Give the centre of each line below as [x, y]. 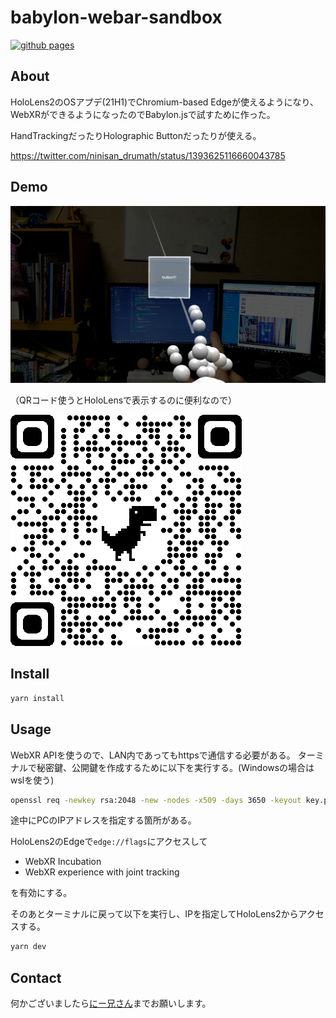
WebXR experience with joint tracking [102, 872]
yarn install [37, 698]
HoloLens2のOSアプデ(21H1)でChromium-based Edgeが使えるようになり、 [165, 102]
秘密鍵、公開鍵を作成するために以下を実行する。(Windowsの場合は [175, 767]
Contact [36, 977]
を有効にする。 [41, 893]
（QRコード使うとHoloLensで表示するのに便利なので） [124, 400]
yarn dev [28, 947]
